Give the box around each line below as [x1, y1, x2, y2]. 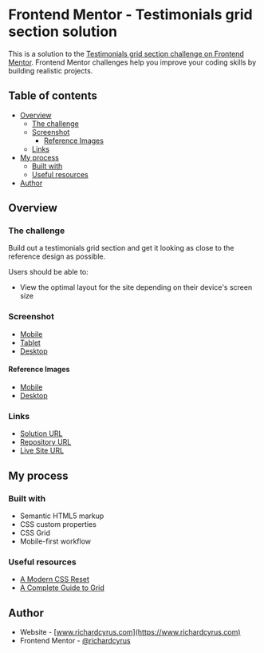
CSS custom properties [19, 519, 97, 528]
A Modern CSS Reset [19, 575, 90, 584]
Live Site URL [19, 445, 65, 456]
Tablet [19, 338, 41, 347]
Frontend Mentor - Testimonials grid [8, 6, 253, 24]
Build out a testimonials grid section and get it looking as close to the [8, 243, 234, 253]
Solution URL [19, 429, 63, 438]
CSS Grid [19, 528, 50, 537]
